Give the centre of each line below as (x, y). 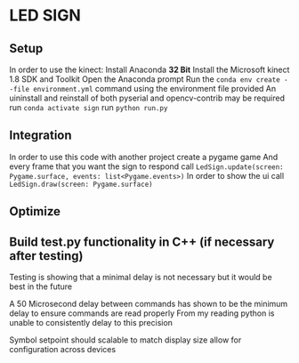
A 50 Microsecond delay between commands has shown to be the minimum (149, 304)
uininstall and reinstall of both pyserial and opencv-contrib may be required (147, 98)
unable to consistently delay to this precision (91, 323)
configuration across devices (63, 350)
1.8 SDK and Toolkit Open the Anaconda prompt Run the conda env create (145, 79)
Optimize (35, 211)
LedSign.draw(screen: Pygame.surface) (81, 184)
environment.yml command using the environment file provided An (154, 89)
